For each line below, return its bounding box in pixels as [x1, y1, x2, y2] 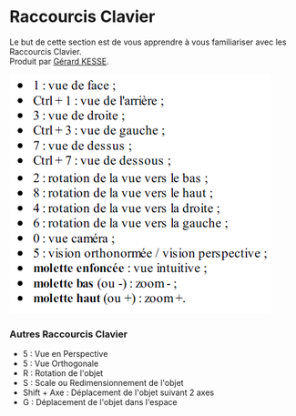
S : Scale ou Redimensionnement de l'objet [22, 378, 184, 389]
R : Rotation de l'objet [22, 368, 104, 379]
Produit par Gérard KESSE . [9, 56, 109, 66]
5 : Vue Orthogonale [22, 358, 99, 370]
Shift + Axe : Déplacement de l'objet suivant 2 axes [22, 387, 215, 398]
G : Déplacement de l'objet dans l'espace [22, 397, 178, 408]
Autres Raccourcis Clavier [9, 328, 128, 340]
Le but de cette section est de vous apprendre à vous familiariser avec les [9, 36, 287, 47]
